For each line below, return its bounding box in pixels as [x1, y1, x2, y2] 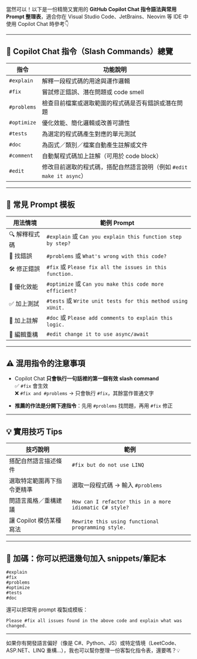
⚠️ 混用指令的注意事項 [6, 359, 86, 369]
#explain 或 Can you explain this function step [46, 232, 182, 240]
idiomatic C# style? [72, 504, 129, 511]
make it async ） [42, 172, 87, 180]
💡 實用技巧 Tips [6, 426, 63, 437]
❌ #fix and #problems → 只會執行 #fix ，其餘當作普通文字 [14, 390, 154, 397]
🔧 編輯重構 [9, 330, 38, 339]
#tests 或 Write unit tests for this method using [46, 296, 188, 305]
